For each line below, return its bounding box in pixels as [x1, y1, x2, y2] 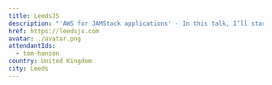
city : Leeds [8, 65, 49, 73]
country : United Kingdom [8, 57, 92, 66]
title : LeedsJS [8, 11, 60, 20]
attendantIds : [8, 42, 57, 50]
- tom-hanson [15, 49, 60, 57]
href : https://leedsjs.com [8, 27, 100, 35]
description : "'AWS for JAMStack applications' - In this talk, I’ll [8, 19, 249, 28]
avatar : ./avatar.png [8, 34, 82, 43]
